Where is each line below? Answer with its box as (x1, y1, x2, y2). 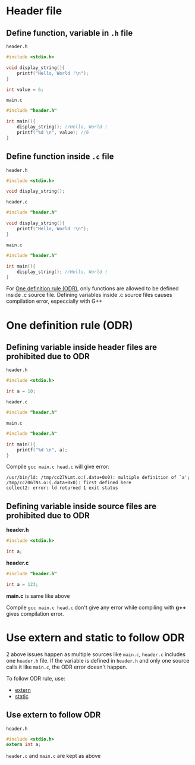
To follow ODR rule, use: (6, 675, 65, 682)
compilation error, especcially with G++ (6, 297, 103, 305)
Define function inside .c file (6, 152, 114, 162)
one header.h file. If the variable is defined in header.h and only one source (6, 657, 190, 664)
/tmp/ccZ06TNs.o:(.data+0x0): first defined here (6, 480, 132, 486)
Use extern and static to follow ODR (6, 631, 185, 644)
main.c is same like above (6, 592, 70, 599)
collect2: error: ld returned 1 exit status (6, 485, 118, 491)
